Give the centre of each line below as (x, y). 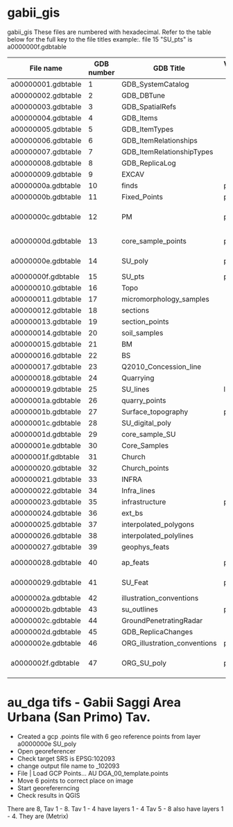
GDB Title (169, 68)
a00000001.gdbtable (46, 84)
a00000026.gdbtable (46, 535)
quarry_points (144, 400)
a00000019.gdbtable (46, 389)
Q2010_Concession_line (161, 367)
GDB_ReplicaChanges (157, 632)
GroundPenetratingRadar (162, 620)
